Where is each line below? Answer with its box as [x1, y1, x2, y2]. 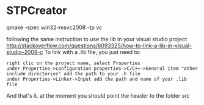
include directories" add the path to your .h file [6, 70, 140, 76]
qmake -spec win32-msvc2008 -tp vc [6, 24, 103, 31]
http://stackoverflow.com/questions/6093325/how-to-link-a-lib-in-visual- [6, 42, 192, 49]
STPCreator [6, 4, 67, 18]
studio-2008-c [6, 48, 43, 55]
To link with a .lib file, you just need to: [44, 48, 141, 55]
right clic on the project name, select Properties [6, 60, 140, 66]
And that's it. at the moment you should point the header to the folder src [6, 92, 191, 99]
